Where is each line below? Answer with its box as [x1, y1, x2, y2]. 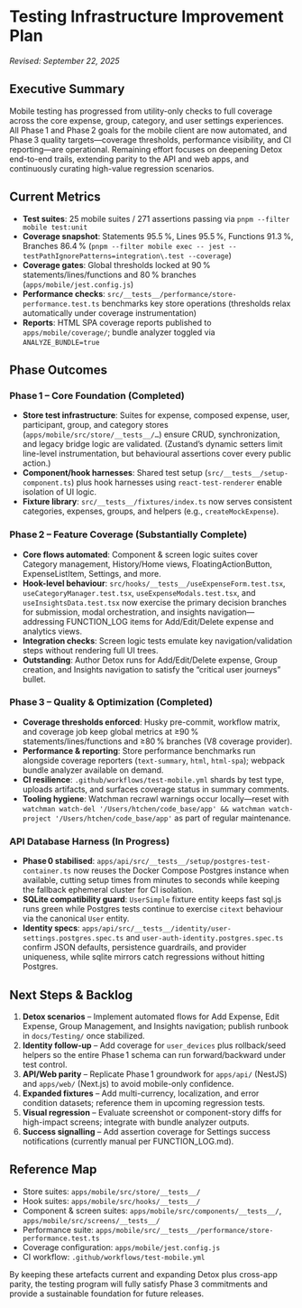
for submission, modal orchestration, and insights [22, 607, 206, 617]
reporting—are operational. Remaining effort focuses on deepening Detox [9, 144, 282, 154]
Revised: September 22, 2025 [9, 55, 120, 66]
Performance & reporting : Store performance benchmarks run [22, 745, 256, 756]
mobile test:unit [22, 223, 88, 232]
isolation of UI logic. [22, 487, 97, 497]
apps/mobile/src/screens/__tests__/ [22, 1216, 160, 1225]
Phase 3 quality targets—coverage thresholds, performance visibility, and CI [9, 134, 292, 145]
